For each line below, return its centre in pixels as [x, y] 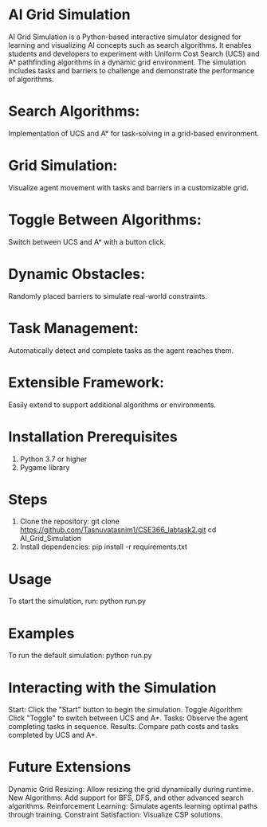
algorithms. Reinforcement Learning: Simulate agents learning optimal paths [133, 806]
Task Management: [74, 328]
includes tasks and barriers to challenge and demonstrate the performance [132, 70]
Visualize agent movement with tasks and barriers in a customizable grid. [128, 187]
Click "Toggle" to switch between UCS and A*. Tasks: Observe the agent [128, 718]
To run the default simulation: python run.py [80, 656]
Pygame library [45, 467]
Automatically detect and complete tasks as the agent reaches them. [121, 350]
